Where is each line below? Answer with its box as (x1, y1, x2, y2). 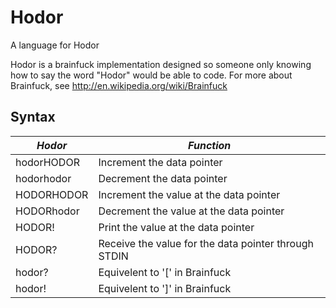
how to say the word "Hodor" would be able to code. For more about (10, 69, 293, 81)
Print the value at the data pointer (98, 220, 255, 234)
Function (188, 138, 232, 152)
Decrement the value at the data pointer (98, 204, 285, 218)
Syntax (10, 109, 56, 126)
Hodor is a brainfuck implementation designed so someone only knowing (10, 58, 312, 70)
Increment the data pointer (98, 155, 223, 169)
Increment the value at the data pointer (98, 187, 281, 201)
